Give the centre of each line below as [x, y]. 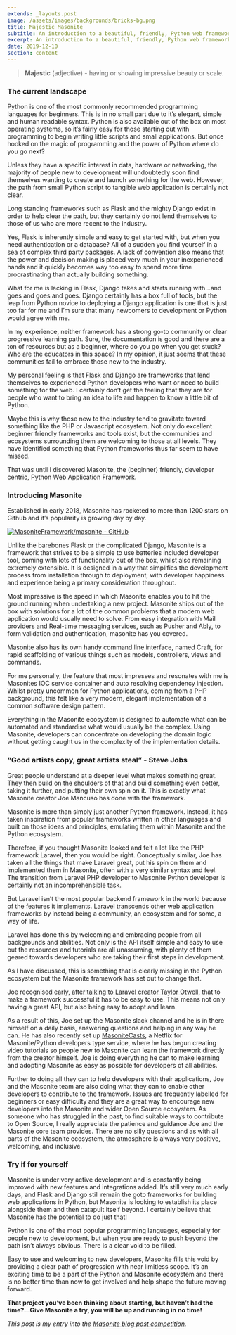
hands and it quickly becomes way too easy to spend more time [100, 267]
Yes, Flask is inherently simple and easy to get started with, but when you [113, 237]
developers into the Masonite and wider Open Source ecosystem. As [107, 1109]
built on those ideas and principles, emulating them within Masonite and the [117, 826]
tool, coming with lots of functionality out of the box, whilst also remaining [114, 561]
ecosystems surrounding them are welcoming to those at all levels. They [112, 441]
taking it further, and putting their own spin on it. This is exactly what [106, 790]
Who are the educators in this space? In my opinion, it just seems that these [117, 354]
